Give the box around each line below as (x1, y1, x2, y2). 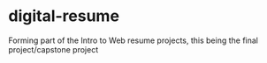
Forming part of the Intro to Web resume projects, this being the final (8, 35, 258, 45)
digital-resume (8, 6, 120, 26)
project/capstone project (8, 44, 99, 54)
